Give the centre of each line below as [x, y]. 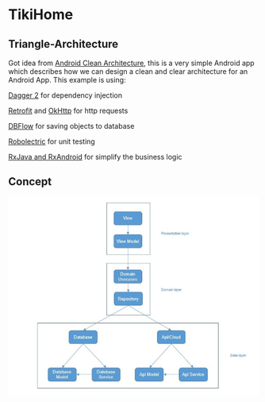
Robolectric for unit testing [52, 141]
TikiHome [41, 15]
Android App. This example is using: [67, 80]
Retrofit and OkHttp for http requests [68, 110]
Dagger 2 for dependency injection [65, 95]
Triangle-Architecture [63, 44]
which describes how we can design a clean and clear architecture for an [128, 72]
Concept [30, 182]
